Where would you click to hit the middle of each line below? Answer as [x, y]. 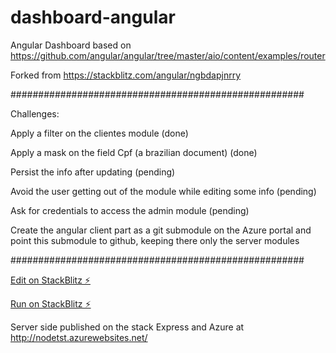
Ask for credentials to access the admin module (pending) [130, 210]
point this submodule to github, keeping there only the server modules [155, 240]
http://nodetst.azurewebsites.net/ [79, 337]
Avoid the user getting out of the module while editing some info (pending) [163, 191]
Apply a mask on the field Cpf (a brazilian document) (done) [134, 152]
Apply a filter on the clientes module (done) [99, 133]
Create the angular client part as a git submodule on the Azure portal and [161, 230]
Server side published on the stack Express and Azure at [127, 327]
